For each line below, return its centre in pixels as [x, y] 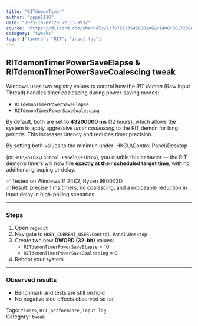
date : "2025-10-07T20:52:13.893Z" [49, 22]
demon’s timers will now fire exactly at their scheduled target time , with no [98, 163]
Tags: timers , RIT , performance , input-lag [56, 311]
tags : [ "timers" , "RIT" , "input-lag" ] [54, 39]
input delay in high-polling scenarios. [51, 194]
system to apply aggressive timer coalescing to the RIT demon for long [92, 128]
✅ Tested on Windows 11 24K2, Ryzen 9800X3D [64, 181]
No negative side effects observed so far [64, 299]
